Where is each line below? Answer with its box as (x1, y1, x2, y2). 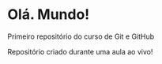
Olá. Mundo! (7, 6, 90, 24)
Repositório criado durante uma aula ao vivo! (7, 47, 153, 56)
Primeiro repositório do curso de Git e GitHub (7, 32, 155, 41)
